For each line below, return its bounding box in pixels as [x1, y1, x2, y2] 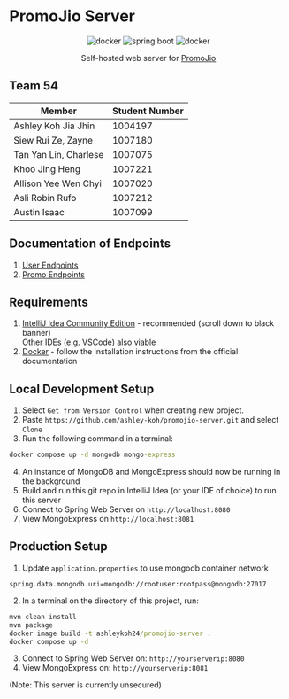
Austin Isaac [13, 206, 65, 218]
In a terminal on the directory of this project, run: [21, 595, 199, 606]
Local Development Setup [9, 381, 155, 396]
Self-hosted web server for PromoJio [80, 52, 217, 63]
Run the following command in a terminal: [21, 433, 174, 444]
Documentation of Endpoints [9, 237, 171, 252]
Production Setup [9, 539, 108, 555]
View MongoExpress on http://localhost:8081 [21, 514, 194, 524]
